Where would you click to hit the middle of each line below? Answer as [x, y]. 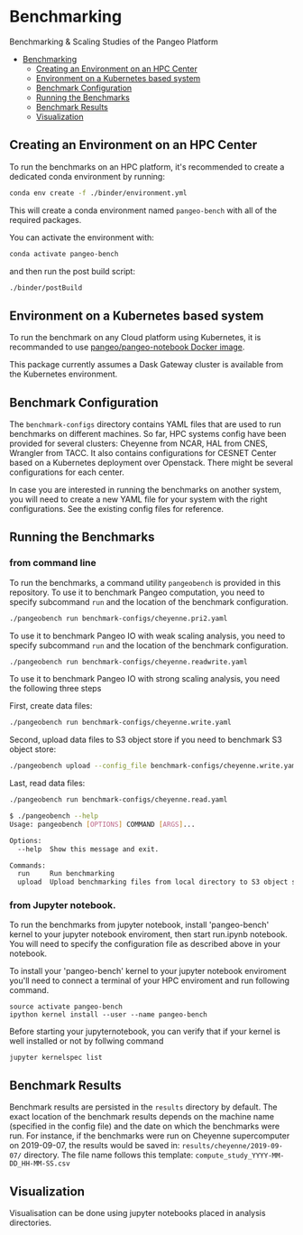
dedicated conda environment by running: [87, 176]
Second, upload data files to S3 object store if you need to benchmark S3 [146, 740]
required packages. [46, 219]
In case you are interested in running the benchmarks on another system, [146, 490]
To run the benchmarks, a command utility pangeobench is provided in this [145, 582]
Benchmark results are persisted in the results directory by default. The [143, 1107]
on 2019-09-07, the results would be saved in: [95, 1146]
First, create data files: [51, 706]
